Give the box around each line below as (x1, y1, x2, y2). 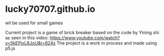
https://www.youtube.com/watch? (49, 35, 120, 41)
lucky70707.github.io (5, 3, 95, 15)
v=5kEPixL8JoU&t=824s (5, 40, 56, 46)
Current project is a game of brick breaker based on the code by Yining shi (5, 29, 159, 35)
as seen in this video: (5, 35, 49, 41)
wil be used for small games (5, 20, 63, 26)
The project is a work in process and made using (56, 40, 157, 46)
